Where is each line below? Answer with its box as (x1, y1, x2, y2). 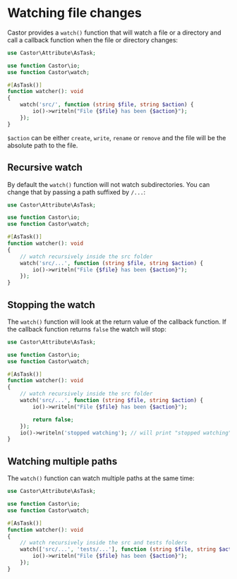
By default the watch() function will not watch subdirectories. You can (7, 180, 210, 188)
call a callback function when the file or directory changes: (7, 35, 178, 44)
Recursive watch (7, 161, 83, 173)
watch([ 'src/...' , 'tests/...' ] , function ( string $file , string (20, 546, 217, 553)
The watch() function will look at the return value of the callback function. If (7, 317, 227, 326)
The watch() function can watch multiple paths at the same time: (7, 474, 195, 482)
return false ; (32, 416, 74, 423)
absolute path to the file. (7, 141, 78, 150)
